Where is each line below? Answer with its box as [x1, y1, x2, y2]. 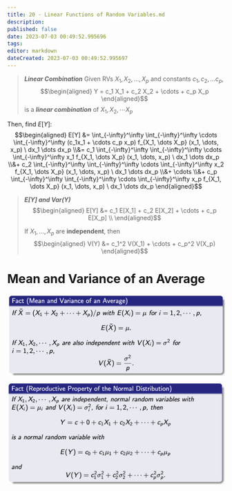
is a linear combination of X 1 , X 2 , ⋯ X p [23, 105, 133, 115]
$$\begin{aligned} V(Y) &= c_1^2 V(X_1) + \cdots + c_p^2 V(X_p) [33, 240, 216, 248]
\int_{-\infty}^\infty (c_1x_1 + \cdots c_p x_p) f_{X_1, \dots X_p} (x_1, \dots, [13, 138, 219, 146]
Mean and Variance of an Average [7, 271, 206, 287]
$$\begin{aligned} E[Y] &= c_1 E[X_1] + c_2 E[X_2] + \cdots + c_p [32, 206, 217, 215]
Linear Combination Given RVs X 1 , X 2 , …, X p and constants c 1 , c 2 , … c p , [23, 75, 224, 84]
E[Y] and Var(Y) [23, 195, 71, 204]
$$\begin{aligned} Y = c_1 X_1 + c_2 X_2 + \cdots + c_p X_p [40, 87, 209, 95]
